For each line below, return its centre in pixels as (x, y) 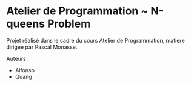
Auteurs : (18, 58)
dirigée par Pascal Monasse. (42, 47)
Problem (69, 24)
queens (26, 24)
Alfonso (25, 70)
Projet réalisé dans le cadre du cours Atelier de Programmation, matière (95, 40)
